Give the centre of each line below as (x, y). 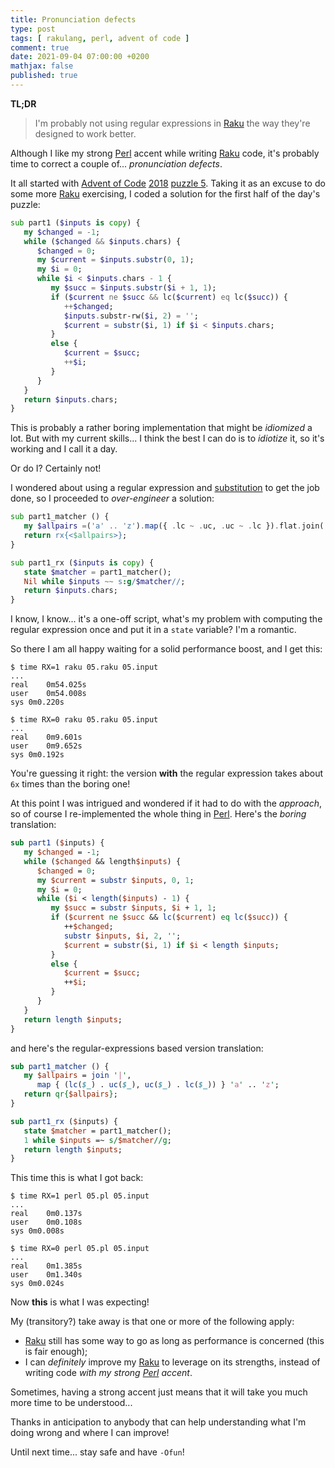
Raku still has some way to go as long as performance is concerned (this (174, 1341)
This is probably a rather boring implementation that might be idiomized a (161, 428)
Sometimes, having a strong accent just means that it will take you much (159, 1392)
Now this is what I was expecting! (80, 1302)
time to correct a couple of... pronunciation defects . (116, 163)
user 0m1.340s (46, 1275)
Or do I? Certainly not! (56, 468)
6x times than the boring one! (70, 784)
